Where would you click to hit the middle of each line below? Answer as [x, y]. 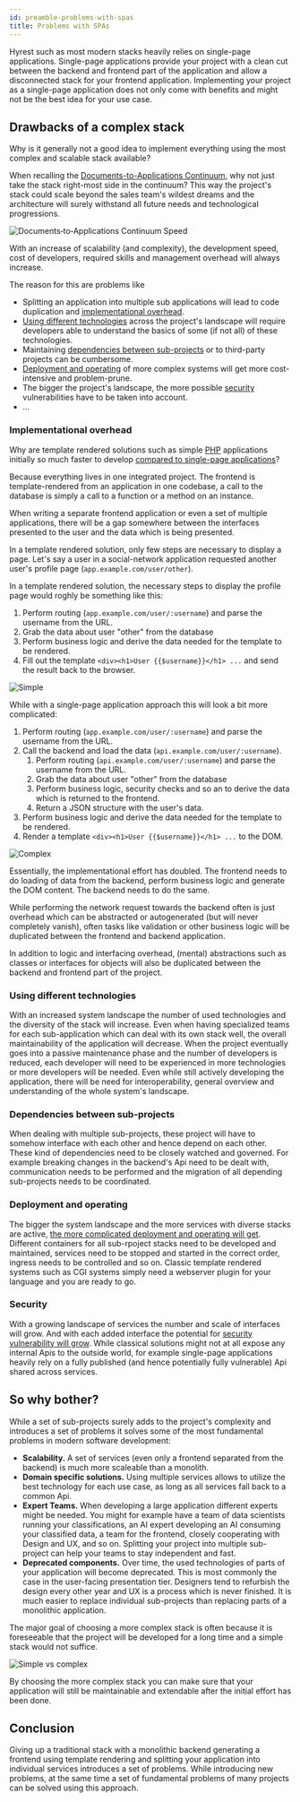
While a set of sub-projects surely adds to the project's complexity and [140, 1421]
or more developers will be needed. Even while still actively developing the [147, 1072]
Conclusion [42, 1729]
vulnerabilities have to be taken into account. [105, 397]
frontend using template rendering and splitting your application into [135, 1759]
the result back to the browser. [79, 669]
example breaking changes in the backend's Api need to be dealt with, [139, 1162]
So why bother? [54, 1400]
